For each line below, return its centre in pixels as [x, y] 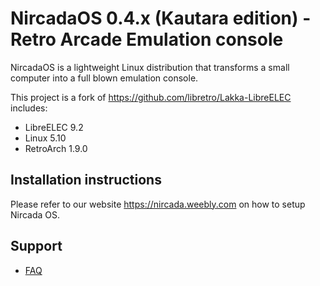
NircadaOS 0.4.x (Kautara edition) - [161, 18]
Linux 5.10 [45, 138]
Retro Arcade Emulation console [147, 39]
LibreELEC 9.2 [54, 127]
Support [36, 246]
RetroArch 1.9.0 [56, 148]
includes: [29, 108]
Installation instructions [86, 180]
